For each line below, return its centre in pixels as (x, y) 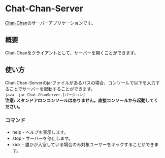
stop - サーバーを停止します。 (42, 138)
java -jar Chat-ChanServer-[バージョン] (45, 95)
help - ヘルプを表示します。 (40, 132)
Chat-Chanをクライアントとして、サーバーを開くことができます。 (72, 53)
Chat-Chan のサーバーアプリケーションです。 (50, 23)
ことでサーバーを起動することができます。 (52, 89)
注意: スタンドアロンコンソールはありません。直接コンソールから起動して (80, 100)
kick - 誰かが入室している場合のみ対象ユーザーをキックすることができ (83, 144)
